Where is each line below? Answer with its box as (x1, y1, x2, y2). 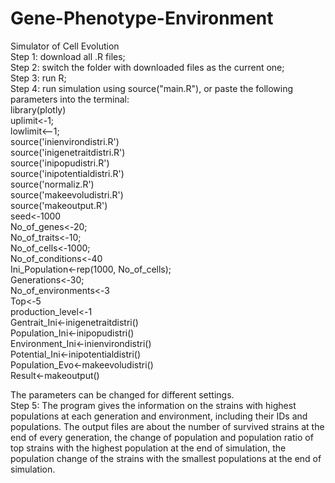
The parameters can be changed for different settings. (10, 388, 235, 401)
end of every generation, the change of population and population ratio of (10, 431, 314, 443)
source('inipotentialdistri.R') (10, 167, 125, 179)
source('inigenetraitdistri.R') (10, 146, 126, 158)
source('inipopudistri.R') (10, 157, 110, 169)
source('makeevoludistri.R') (10, 188, 124, 201)
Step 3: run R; (10, 72, 67, 84)
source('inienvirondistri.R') (10, 135, 120, 147)
